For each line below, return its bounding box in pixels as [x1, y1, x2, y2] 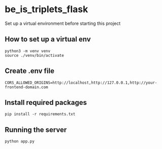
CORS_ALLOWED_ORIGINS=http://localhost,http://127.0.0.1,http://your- [5, 80, 157, 85]
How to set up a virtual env [5, 35, 91, 44]
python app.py [5, 139, 35, 144]
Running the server [5, 125, 67, 134]
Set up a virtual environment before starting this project [5, 20, 121, 26]
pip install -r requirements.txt [5, 111, 76, 117]
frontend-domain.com [5, 85, 49, 90]
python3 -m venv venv [5, 48, 51, 54]
